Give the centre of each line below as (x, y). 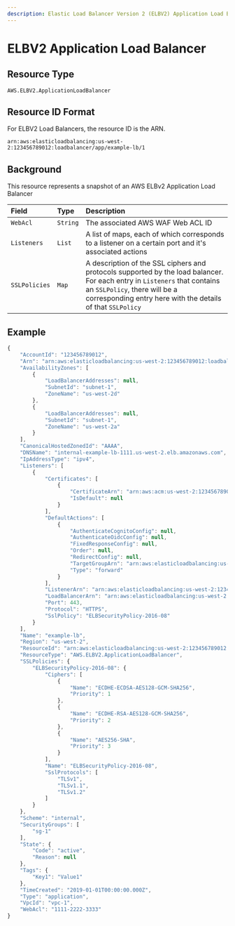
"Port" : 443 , (63, 603)
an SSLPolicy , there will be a (131, 290)
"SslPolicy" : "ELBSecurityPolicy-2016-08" (107, 616)
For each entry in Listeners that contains (153, 281)
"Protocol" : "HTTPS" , (76, 609)
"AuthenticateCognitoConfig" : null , (123, 531)
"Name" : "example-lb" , (53, 635)
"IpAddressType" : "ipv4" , (58, 459)
